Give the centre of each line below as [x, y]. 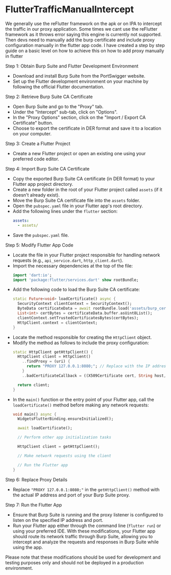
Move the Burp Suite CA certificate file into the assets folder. [76, 200]
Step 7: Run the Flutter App [34, 505]
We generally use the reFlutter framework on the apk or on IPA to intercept [84, 23]
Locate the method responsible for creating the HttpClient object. [82, 337]
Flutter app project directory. [43, 184]
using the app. [28, 547]
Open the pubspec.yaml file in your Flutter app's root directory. [78, 206]
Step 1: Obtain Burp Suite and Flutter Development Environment [72, 66]
